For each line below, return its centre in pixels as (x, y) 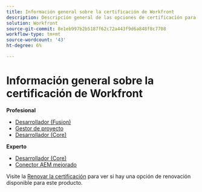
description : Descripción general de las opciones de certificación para (101, 18)
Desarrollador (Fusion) (43, 122)
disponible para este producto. (44, 182)
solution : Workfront (32, 23)
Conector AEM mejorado (46, 164)
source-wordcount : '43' (36, 40)
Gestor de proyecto (39, 128)
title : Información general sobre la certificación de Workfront (90, 12)
